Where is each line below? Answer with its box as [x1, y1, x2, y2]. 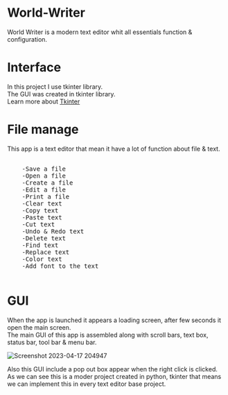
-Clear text [21, 199, 62, 208]
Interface [7, 60, 61, 76]
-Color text [21, 255, 62, 263]
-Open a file [21, 171, 66, 180]
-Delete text [21, 234, 66, 242]
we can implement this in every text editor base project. [7, 380, 166, 388]
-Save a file [21, 165, 66, 173]
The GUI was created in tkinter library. [7, 90, 116, 98]
